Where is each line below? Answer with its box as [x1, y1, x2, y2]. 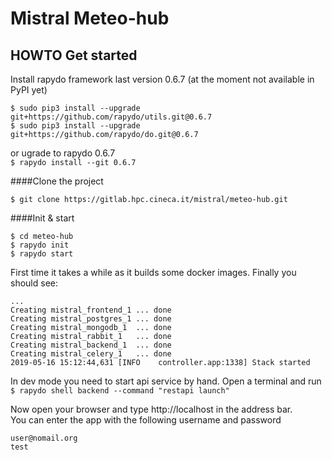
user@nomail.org [10, 433, 78, 443]
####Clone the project [10, 175, 104, 187]
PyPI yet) [10, 84, 48, 96]
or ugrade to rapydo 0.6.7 [10, 147, 116, 159]
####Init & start [10, 212, 75, 224]
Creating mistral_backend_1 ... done [10, 340, 172, 350]
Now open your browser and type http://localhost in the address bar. [10, 403, 293, 415]
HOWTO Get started [10, 47, 138, 64]
